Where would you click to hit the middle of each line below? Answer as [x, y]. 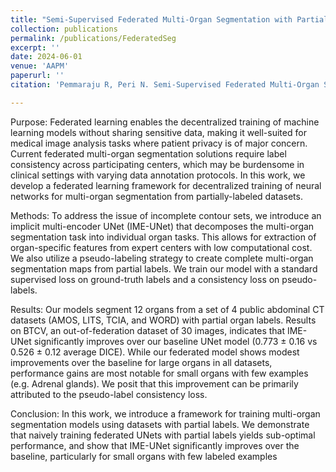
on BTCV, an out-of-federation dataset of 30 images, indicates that [148, 330]
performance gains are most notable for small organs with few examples [159, 373]
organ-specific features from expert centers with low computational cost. [161, 247]
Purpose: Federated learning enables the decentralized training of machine [165, 122]
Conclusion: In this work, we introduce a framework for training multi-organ [165, 413]
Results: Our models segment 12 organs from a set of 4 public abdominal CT [167, 309]
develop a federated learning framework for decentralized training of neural [166, 185]
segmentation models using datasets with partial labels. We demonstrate [160, 424]
